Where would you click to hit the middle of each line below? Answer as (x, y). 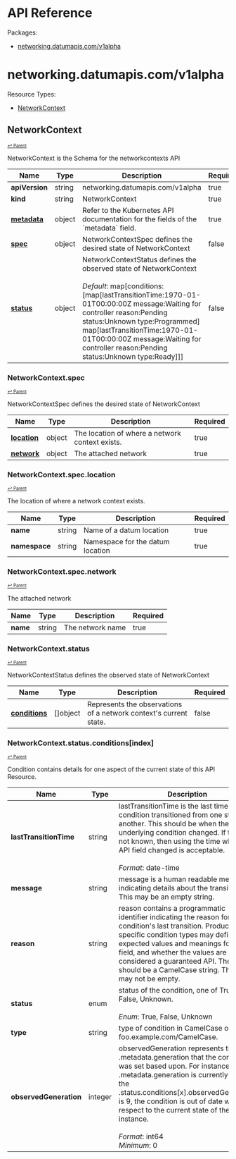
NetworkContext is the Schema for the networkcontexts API (94, 158)
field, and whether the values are (172, 952)
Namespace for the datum (126, 542)
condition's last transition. (161, 926)
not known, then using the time (169, 842)
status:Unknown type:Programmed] (141, 321)
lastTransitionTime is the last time (173, 807)
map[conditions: (137, 286)
